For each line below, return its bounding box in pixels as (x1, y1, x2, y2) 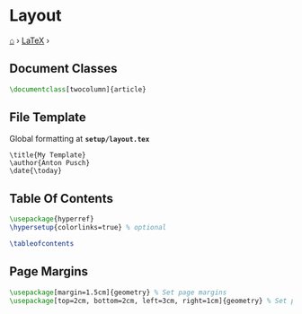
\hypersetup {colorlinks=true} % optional (9, 223, 167, 232)
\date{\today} (9, 167, 63, 176)
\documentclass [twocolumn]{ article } (9, 84, 147, 94)
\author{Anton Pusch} (9, 159, 91, 168)
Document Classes (9, 61, 119, 76)
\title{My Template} (9, 151, 87, 160)
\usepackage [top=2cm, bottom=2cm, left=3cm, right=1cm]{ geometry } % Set (9, 296, 288, 305)
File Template (9, 109, 87, 126)
